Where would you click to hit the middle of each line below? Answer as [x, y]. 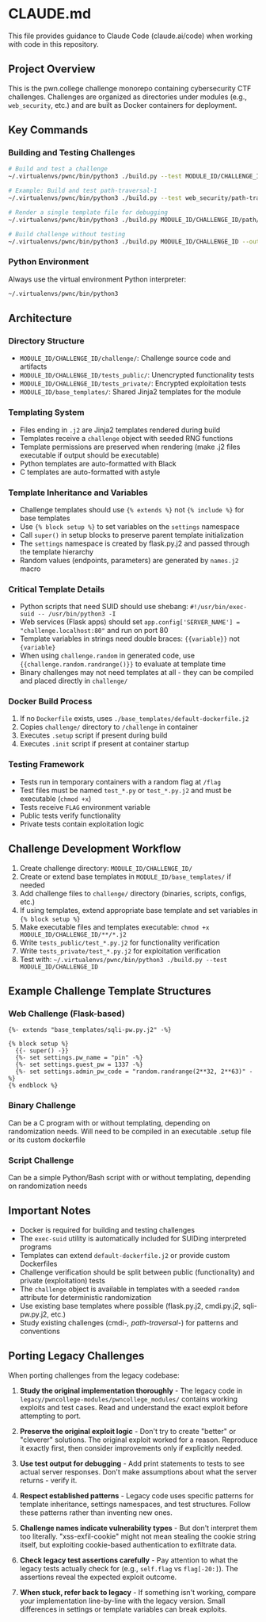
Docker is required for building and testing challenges [107, 1229]
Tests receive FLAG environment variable [85, 807]
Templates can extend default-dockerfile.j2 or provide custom [125, 1255]
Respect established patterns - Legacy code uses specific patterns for [137, 1495]
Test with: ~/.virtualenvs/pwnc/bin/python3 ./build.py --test [123, 959]
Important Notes [49, 1211]
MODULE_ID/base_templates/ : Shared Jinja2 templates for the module [130, 392]
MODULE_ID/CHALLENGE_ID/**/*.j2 [73, 934]
